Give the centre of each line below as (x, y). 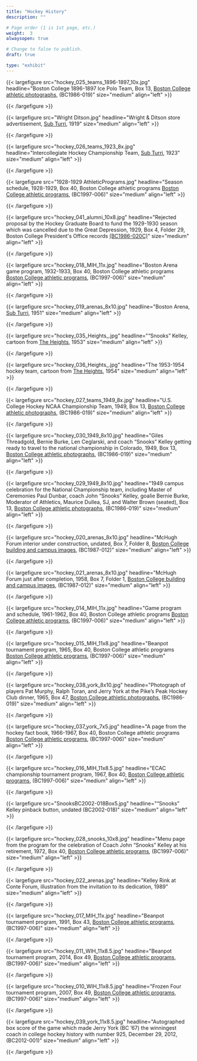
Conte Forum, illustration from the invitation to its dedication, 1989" (87, 886)
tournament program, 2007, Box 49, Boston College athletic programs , (91, 992)
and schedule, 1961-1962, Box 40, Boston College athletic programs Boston (97, 614)
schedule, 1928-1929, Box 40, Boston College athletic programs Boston (93, 188)
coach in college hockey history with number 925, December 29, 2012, (92, 1034)
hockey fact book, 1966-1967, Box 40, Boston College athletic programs (93, 732)
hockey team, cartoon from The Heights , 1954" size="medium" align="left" (97, 371)
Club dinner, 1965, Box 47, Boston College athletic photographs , (83, 697)
